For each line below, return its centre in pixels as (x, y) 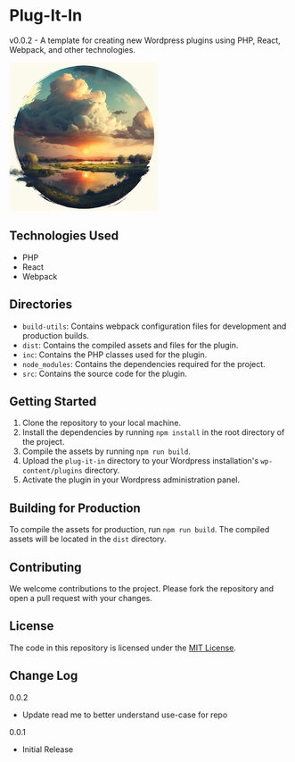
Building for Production (75, 508)
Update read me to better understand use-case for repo (125, 715)
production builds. (55, 335)
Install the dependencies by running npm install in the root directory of (153, 432)
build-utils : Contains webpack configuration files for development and (154, 326)
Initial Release (48, 749)
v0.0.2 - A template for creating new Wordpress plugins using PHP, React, (145, 40)
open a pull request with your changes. (81, 598)
